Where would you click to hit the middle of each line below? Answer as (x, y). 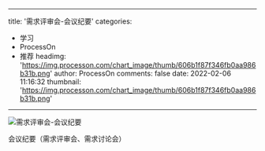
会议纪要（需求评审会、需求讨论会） (67, 139)
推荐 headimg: (43, 56)
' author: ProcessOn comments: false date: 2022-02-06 (140, 73)
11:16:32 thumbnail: (50, 82)
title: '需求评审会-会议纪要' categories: (70, 21)
